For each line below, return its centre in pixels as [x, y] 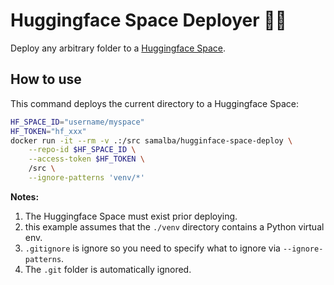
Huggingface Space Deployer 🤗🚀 [148, 20]
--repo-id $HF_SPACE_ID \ [82, 150]
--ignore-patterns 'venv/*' [86, 178]
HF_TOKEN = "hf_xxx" [48, 131]
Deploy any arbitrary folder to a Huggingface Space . [118, 48]
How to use [46, 79]
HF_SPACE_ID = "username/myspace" [77, 122]
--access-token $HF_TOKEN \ [86, 159]
